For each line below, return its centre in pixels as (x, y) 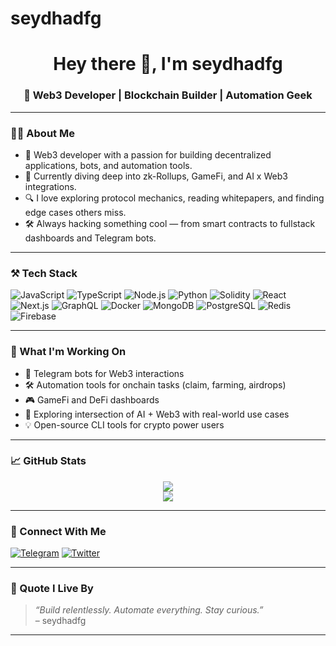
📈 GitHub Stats (48, 461)
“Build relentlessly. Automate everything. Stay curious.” (149, 610)
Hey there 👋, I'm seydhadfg (168, 64)
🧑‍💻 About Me (42, 133)
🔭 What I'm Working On (68, 352)
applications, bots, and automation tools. (108, 165)
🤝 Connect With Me (58, 531)
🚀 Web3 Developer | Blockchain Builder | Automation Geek (168, 95)
